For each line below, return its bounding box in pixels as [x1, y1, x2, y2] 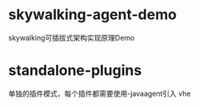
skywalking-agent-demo [8, 6, 177, 24]
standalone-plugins [8, 61, 142, 80]
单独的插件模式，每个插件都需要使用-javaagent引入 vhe [8, 88, 191, 98]
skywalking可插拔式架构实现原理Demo [8, 33, 135, 42]
